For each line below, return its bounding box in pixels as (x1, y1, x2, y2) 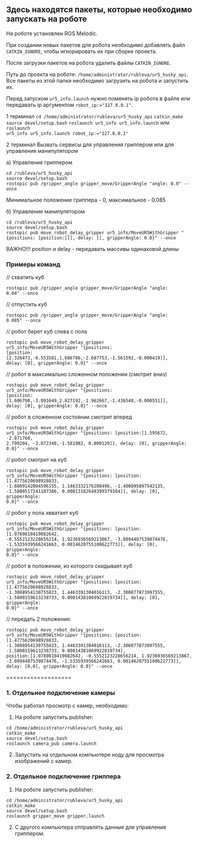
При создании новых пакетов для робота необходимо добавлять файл (6, 41, 186, 48)
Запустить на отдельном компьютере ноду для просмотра (14, 751, 165, 759)
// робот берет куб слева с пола (6, 328, 87, 335)
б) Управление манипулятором (6, 207, 85, 215)
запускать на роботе (6, 14, 87, 24)
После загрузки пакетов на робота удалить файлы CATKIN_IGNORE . (6, 59, 171, 66)
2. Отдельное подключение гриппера (6, 772, 122, 781)
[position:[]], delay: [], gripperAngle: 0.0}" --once (37, 235, 177, 241)
